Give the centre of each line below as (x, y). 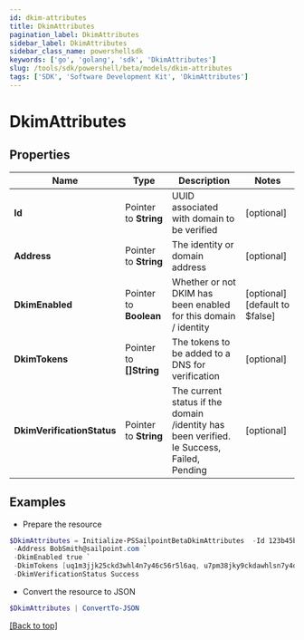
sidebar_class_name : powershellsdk (76, 52)
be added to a (201, 353)
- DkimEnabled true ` (52, 558)
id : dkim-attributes (48, 18)
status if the (197, 402)
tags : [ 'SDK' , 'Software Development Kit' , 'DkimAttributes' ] (129, 77)
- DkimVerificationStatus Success (76, 575)
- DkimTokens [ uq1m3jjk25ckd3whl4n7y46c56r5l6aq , (107, 566)
